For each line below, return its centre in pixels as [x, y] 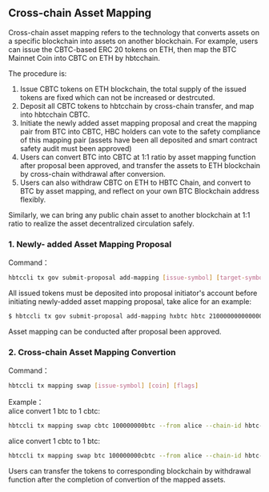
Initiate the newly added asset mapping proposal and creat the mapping [139, 122]
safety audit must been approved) [76, 148]
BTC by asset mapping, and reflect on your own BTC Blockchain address [140, 190]
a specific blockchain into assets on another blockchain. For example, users [133, 41]
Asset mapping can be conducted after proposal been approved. [115, 331]
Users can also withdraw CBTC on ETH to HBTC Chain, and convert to [135, 182]
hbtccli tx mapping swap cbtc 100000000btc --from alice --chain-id [125, 426]
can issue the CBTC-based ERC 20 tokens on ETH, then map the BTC [122, 49]
